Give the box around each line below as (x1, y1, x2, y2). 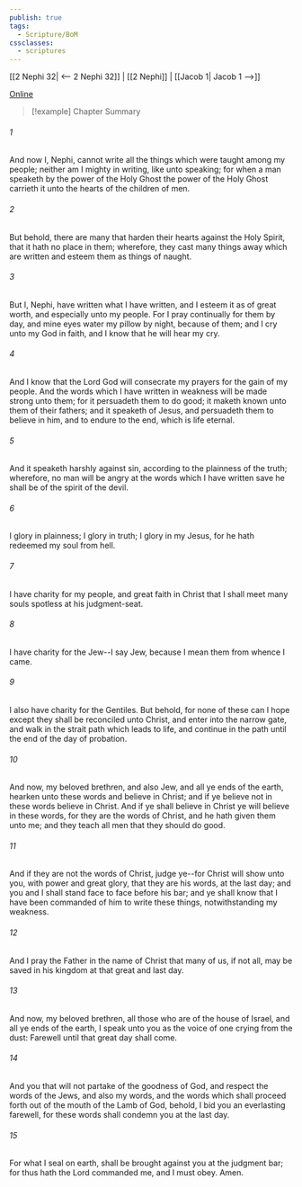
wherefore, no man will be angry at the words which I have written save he (9, 473, 285, 484)
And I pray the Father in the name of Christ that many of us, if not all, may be (9, 955, 293, 966)
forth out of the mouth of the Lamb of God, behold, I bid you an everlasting (9, 1099, 286, 1111)
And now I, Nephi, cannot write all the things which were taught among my (9, 155, 286, 165)
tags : (9, 22, 30, 31)
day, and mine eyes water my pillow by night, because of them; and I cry (9, 318, 278, 329)
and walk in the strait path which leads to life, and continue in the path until (9, 723, 287, 734)
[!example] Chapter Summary (31, 106, 141, 117)
